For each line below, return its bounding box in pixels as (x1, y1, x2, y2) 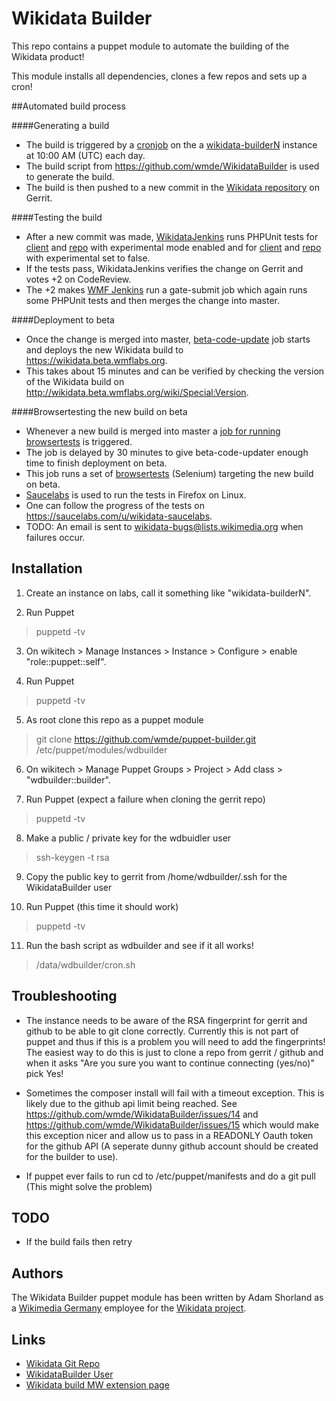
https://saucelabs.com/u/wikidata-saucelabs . (25, 510, 213, 522)
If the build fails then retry (25, 1236, 133, 1248)
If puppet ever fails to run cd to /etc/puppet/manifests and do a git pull (25, 1170, 316, 1182)
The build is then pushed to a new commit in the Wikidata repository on (25, 181, 320, 193)
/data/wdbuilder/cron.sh (35, 958, 136, 971)
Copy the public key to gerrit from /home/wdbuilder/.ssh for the (25, 870, 288, 882)
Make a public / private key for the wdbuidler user (25, 832, 232, 844)
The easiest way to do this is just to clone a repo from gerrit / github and (25, 1046, 324, 1058)
